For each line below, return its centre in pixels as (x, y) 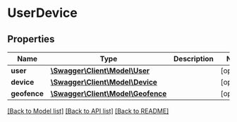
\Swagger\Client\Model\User (100, 71)
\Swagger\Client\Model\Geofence (109, 93)
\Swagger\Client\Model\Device (104, 82)
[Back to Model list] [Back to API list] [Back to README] (88, 111)
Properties (31, 39)
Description (194, 59)
